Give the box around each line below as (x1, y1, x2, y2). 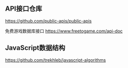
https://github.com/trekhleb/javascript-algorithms (5, 57, 106, 63)
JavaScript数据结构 (5, 44, 66, 52)
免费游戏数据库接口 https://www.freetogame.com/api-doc (5, 28, 123, 34)
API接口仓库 (5, 4, 43, 13)
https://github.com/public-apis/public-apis (5, 18, 92, 23)
